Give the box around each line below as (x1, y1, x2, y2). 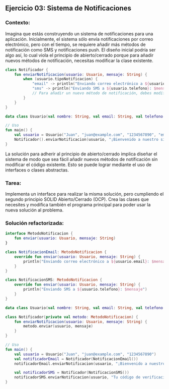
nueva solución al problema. (5, 207, 64, 213)
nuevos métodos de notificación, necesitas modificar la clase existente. (5, 58, 153, 64)
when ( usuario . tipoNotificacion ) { (23, 77, 98, 82)
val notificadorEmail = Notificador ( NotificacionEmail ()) (14, 356, 138, 361)
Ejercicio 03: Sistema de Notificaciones (5, 4, 132, 13)
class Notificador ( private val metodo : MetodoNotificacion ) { (5, 314, 138, 319)
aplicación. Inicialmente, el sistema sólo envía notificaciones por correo (5, 36, 153, 42)
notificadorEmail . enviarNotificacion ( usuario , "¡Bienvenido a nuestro (14, 361, 165, 366)
